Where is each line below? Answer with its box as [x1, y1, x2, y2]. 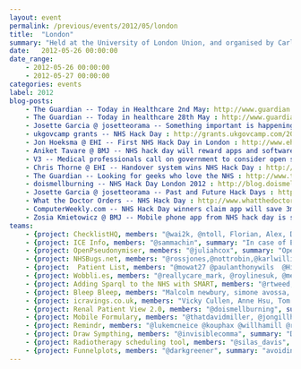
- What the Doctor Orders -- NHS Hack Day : [25, 196, 194, 206]
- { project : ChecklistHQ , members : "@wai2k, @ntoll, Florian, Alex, [25, 229, 287, 238]
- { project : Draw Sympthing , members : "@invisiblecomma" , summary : [25, 330, 282, 339]
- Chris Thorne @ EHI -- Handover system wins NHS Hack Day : [25, 163, 262, 172]
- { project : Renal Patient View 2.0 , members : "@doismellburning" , [25, 305, 282, 313]
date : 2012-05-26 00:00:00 [9, 47, 118, 56]
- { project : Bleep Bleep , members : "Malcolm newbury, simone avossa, [25, 287, 291, 296]
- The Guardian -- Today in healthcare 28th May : [25, 113, 219, 122]
